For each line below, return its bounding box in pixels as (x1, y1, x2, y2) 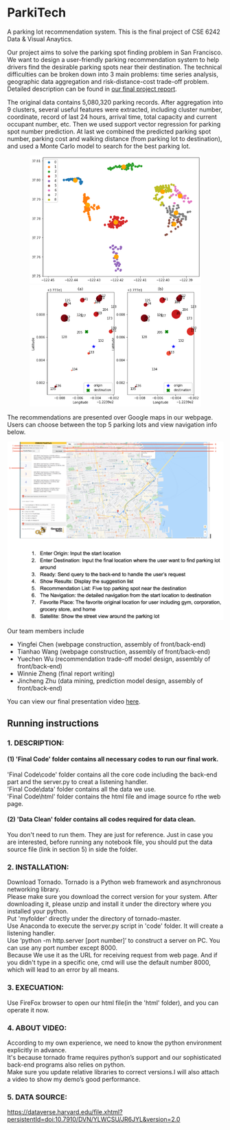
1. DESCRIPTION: (7, 738, 65, 748)
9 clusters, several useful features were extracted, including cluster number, (7, 105, 223, 113)
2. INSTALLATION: (7, 862, 69, 871)
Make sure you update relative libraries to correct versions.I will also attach (7, 1067, 220, 1076)
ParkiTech (7, 5, 67, 21)
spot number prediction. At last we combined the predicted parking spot (7, 127, 211, 135)
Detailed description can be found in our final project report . (7, 85, 177, 93)
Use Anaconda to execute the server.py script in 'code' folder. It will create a (7, 922, 224, 930)
